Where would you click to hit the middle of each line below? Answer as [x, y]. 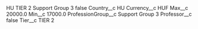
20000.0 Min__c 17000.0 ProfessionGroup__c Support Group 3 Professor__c [99, 14]
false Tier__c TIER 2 [30, 20]
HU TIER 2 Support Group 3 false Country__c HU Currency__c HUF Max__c [97, 8]
